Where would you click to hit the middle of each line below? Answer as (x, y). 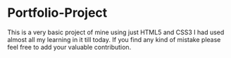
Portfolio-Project (57, 13)
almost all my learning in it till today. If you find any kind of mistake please (114, 39)
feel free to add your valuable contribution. (69, 47)
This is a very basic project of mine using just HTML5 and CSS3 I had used (116, 32)
